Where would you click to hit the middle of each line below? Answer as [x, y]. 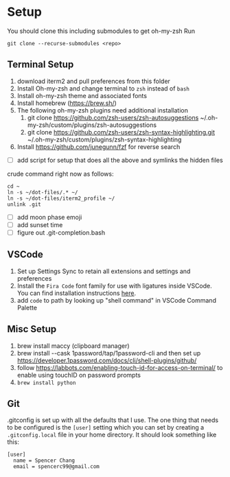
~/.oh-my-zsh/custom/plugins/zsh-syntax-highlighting [104, 139]
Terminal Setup [41, 65]
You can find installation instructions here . [77, 293]
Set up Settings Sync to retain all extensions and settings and [104, 271]
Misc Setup [32, 329]
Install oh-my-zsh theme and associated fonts [82, 95]
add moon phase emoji [49, 217]
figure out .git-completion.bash [61, 232]
